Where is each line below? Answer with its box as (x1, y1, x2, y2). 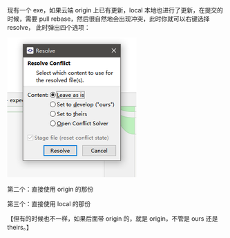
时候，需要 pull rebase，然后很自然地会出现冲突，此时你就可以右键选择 (7, 15, 210, 23)
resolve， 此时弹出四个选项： (7, 24, 91, 31)
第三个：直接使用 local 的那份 (7, 200, 91, 208)
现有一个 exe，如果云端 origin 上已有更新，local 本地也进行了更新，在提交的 (7, 6, 223, 14)
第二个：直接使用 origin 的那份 (7, 185, 94, 193)
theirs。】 (7, 223, 33, 231)
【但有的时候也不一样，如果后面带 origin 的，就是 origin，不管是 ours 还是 (7, 214, 218, 223)
